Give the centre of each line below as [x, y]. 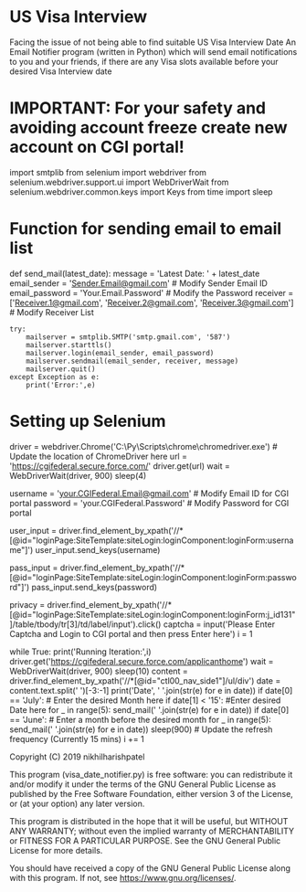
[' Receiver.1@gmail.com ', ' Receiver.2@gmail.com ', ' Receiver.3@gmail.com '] [152, 303]
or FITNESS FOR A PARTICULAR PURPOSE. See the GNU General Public [145, 840]
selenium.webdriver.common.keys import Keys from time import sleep [141, 191]
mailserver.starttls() [69, 345]
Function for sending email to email [146, 229]
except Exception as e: [55, 377]
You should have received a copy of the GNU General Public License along [150, 868]
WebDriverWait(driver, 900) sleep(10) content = [99, 671]
